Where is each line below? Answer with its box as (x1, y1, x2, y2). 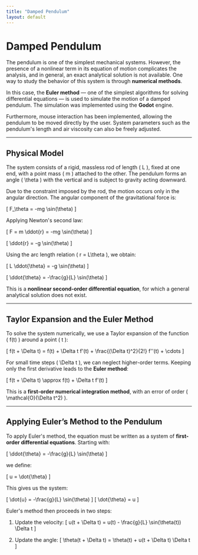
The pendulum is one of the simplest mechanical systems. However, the (6, 59, 181, 66)
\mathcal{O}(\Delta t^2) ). (6, 394, 68, 401)
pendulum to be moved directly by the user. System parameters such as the (6, 119, 190, 127)
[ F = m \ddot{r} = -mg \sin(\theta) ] (6, 228, 93, 236)
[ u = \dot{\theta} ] (6, 473, 51, 480)
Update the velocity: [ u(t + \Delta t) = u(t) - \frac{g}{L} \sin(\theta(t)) (14, 518, 181, 526)
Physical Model (6, 148, 64, 158)
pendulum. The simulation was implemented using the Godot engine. (6, 101, 174, 109)
